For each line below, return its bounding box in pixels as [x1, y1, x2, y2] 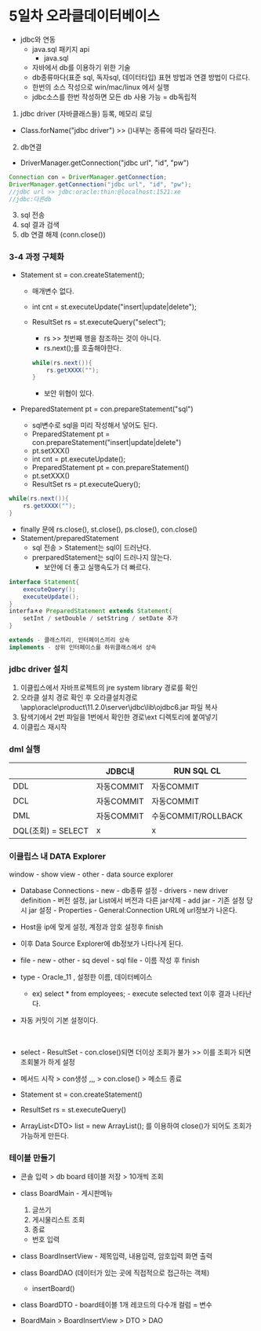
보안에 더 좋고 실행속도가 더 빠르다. [43, 562, 151, 572]
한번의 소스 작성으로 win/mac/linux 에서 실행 [31, 82, 170, 91]
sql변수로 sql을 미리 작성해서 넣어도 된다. [31, 421, 158, 430]
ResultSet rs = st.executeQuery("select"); [31, 317, 166, 326]
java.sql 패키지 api [31, 44, 90, 53]
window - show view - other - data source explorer [9, 870, 174, 879]
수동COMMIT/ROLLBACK [151, 811, 244, 822]
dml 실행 [9, 744, 41, 755]
